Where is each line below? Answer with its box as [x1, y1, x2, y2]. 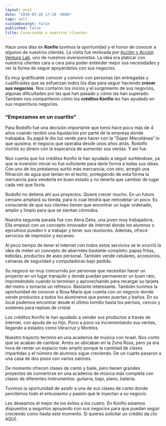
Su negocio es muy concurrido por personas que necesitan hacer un [5, 268, 146, 274]
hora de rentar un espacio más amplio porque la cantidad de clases [5, 345, 143, 351]
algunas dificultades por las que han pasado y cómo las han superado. [5, 90, 150, 96]
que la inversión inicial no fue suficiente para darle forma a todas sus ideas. [5, 161, 160, 167]
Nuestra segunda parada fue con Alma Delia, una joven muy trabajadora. [5, 217, 154, 223]
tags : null [5, 16, 28, 21]
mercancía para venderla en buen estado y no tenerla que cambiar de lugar [5, 177, 160, 183]
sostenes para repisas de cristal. [5, 305, 72, 311]
